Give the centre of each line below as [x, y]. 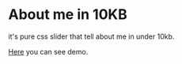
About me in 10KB [68, 15]
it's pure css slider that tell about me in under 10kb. [91, 36]
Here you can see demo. [48, 51]
